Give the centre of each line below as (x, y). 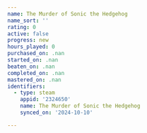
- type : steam (34, 93)
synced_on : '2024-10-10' (57, 112)
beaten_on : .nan (31, 66)
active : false (28, 34)
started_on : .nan (33, 60)
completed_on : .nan (36, 73)
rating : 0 (22, 27)
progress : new (28, 40)
